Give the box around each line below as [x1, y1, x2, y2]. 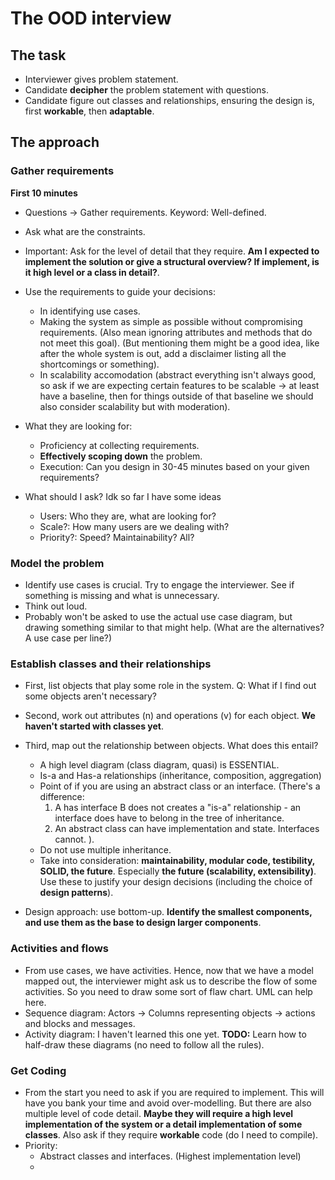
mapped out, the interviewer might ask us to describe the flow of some [24, 975, 318, 987]
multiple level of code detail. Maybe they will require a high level [24, 1107, 294, 1119]
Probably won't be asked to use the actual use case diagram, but [24, 610, 293, 622]
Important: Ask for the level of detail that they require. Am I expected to [24, 245, 320, 257]
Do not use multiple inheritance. [39, 844, 172, 856]
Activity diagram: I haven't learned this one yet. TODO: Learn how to [24, 1028, 307, 1040]
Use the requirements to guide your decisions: [24, 285, 216, 297]
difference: [39, 791, 85, 803]
